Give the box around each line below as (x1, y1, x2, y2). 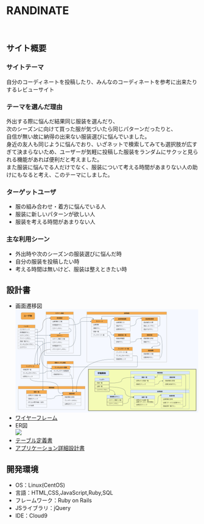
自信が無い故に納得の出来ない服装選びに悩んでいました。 (6, 133, 150, 140)
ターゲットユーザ (6, 188, 57, 196)
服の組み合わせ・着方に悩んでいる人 (15, 203, 107, 210)
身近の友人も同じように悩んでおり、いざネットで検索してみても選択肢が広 (6, 140, 192, 147)
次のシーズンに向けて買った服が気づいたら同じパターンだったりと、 (6, 125, 177, 132)
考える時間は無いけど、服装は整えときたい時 (15, 265, 127, 273)
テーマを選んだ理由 (6, 102, 63, 111)
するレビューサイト (6, 86, 55, 93)
